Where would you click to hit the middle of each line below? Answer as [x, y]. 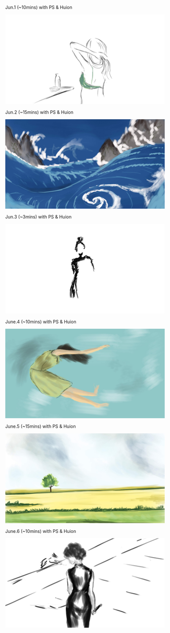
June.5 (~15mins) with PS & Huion [40, 426]
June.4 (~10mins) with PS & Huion [41, 322]
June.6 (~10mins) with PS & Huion [41, 531]
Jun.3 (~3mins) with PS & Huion [38, 217]
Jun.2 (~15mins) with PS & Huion [39, 112]
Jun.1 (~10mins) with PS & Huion [39, 7]
